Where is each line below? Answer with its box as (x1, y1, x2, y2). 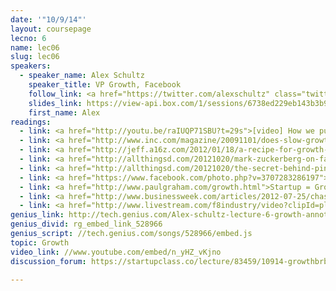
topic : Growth (10, 237, 70, 248)
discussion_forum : (10, 256, 87, 266)
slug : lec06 (10, 52, 60, 62)
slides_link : (28, 98, 83, 108)
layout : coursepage (10, 24, 92, 34)
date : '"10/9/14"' (10, 14, 87, 25)
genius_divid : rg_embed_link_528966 (10, 219, 163, 230)
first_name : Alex (28, 107, 101, 118)
